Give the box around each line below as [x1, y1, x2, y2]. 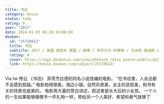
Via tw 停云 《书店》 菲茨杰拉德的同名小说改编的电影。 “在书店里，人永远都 [5, 76, 157, 82]
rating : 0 [5, 21, 25, 26]
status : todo [5, 16, 32, 21]
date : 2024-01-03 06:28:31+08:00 [5, 30, 73, 35]
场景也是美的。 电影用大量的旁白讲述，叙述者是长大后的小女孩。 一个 [13, 88, 153, 94]
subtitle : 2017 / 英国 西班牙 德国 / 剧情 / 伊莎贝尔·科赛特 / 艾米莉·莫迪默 [9, 48, 155, 53]
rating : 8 [9, 52, 29, 58]
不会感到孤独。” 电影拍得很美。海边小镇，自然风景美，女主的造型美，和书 [5, 82, 152, 88]
